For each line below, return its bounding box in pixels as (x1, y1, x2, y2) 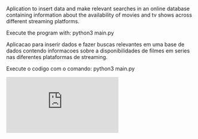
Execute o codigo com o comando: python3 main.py (6, 65, 135, 72)
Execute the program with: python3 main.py (6, 29, 114, 36)
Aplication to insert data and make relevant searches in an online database (6, 5, 190, 12)
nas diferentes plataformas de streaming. (6, 54, 108, 60)
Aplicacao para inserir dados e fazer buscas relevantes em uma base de (6, 41, 185, 48)
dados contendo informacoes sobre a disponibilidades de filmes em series (6, 47, 190, 54)
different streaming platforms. (6, 18, 80, 24)
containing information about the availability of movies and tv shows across (6, 11, 193, 18)
